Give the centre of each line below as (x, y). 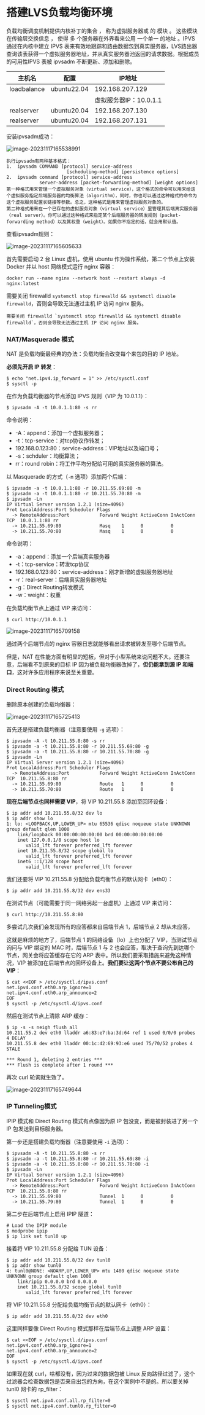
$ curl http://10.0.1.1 (37, 620)
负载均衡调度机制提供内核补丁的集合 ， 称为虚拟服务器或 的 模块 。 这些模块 (102, 31)
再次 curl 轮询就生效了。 (37, 1077)
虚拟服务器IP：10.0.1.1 (128, 100)
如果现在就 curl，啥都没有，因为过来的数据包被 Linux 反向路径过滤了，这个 (101, 1373)
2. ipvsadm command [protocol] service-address (69, 177)
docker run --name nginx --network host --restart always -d (86, 278)
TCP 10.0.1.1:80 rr (33, 521)
